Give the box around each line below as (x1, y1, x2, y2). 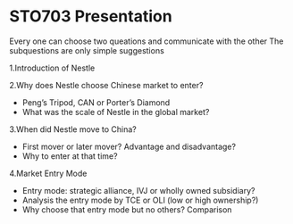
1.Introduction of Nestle (9, 62, 96, 73)
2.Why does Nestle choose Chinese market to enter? (9, 79, 204, 90)
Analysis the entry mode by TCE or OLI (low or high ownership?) (21, 195, 259, 205)
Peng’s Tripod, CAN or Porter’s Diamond (21, 96, 171, 108)
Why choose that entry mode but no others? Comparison (21, 203, 232, 215)
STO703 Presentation (9, 6, 172, 27)
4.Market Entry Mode (9, 168, 88, 178)
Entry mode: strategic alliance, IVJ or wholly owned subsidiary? (21, 185, 255, 195)
